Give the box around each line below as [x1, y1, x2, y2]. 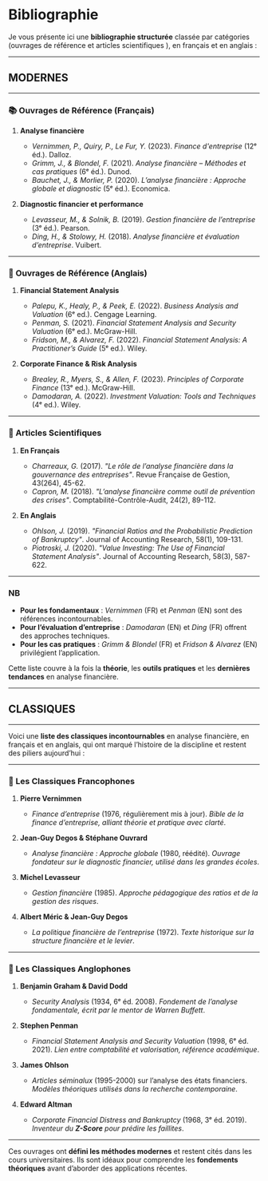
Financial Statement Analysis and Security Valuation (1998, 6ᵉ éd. [31, 1036, 249, 1046]
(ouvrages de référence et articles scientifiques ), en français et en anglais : [8, 40, 258, 50]
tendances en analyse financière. [8, 672, 120, 681]
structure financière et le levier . [31, 936, 136, 945]
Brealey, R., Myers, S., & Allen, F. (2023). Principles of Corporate [31, 375, 245, 384]
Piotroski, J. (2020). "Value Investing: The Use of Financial [31, 543, 225, 553]
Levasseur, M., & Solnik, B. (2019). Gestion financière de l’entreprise [31, 215, 256, 224]
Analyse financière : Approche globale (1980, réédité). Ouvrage [31, 849, 241, 858]
